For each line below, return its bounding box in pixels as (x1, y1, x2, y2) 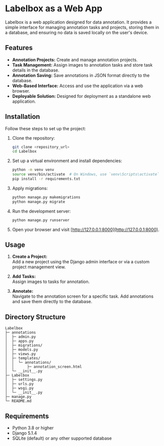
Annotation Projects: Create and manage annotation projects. (12, 57, 138, 63)
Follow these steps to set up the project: (5, 125, 86, 131)
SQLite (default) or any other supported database (12, 435, 112, 441)
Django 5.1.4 (12, 430, 37, 436)
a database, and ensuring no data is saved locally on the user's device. (5, 29, 148, 35)
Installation (5, 113, 40, 121)
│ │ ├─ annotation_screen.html (5, 364, 82, 370)
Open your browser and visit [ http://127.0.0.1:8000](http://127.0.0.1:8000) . (12, 226, 160, 233)
